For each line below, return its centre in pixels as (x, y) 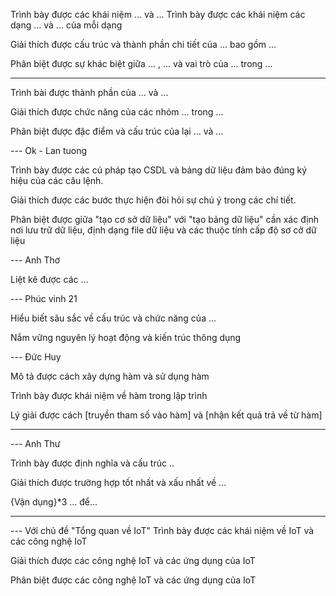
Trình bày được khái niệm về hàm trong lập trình (109, 395)
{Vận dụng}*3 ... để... (54, 502)
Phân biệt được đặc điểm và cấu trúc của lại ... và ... (117, 131)
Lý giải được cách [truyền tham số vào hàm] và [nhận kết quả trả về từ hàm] (166, 415)
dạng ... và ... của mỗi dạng (66, 25)
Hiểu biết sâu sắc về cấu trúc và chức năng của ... (113, 318)
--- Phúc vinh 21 (44, 298)
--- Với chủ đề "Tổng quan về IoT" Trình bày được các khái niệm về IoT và (162, 530)
